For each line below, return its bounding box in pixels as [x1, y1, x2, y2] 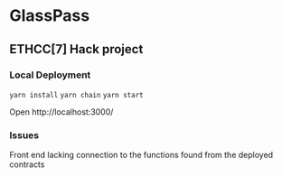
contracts [9, 159, 45, 170]
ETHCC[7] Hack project [9, 42, 144, 57]
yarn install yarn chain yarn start [9, 90, 144, 99]
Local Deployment [9, 69, 91, 81]
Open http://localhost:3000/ [9, 106, 114, 117]
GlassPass [9, 5, 90, 26]
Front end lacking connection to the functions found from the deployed [9, 150, 274, 161]
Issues [9, 128, 40, 141]
